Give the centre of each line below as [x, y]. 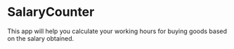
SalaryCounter [51, 12]
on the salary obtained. [41, 38]
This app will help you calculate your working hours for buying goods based [117, 31]
